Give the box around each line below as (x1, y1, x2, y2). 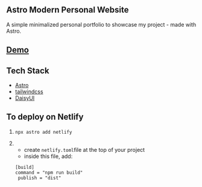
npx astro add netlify (14, 129, 72, 135)
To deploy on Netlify (6, 112, 84, 122)
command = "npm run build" (14, 169, 83, 176)
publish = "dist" (17, 175, 62, 181)
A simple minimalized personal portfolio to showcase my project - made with (6, 21, 197, 28)
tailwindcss (14, 88, 43, 96)
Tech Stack (6, 65, 49, 76)
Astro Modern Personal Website (6, 5, 129, 15)
